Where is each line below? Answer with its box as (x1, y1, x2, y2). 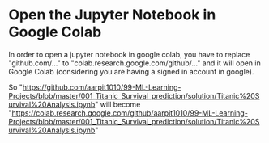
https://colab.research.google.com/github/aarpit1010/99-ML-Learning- (11, 107, 249, 118)
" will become (94, 99, 141, 109)
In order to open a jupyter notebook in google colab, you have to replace (8, 49, 250, 59)
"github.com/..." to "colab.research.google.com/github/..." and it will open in (8, 58, 261, 68)
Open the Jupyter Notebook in (8, 6, 216, 24)
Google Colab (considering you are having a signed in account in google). (8, 66, 254, 76)
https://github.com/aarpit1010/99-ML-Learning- (22, 82, 181, 92)
